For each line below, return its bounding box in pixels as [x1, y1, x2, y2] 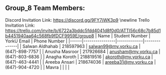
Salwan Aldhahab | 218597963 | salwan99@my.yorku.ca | [22, 43, 141, 49]
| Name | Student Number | [95, 33, 151, 38]
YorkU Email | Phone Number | [5, 38, 68, 44]
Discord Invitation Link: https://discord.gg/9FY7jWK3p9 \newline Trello [5, 17, 150, 23]
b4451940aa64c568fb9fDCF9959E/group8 [5, 33, 94, 38]
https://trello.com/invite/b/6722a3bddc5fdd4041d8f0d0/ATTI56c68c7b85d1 [5, 27, 161, 34]
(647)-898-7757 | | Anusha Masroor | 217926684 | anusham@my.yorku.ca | [5, 48, 161, 54]
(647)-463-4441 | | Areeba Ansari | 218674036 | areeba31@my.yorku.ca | [5, 59, 156, 65]
